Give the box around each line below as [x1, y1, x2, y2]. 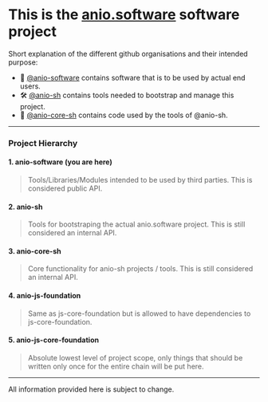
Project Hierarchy [8, 137, 78, 148]
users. [19, 81, 41, 91]
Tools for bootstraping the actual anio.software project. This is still [27, 219, 246, 229]
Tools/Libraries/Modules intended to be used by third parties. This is [27, 175, 253, 185]
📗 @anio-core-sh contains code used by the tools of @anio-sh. [19, 110, 229, 120]
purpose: [8, 57, 38, 67]
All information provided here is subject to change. [8, 384, 175, 394]
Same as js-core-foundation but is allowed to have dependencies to [27, 309, 251, 318]
